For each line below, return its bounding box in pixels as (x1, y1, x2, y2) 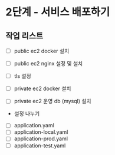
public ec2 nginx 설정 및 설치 (14, 60, 83, 67)
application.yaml (14, 122, 54, 129)
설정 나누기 (14, 110, 40, 117)
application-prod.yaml (14, 135, 68, 142)
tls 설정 (14, 72, 31, 80)
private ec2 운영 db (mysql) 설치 (14, 98, 91, 105)
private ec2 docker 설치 (14, 85, 71, 92)
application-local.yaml (14, 128, 68, 136)
